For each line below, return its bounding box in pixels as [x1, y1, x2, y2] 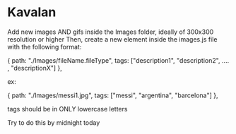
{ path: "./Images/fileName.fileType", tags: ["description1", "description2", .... [7, 56, 230, 64]
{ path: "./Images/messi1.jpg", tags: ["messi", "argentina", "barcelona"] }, [7, 91, 218, 99]
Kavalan [7, 4, 57, 20]
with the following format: [7, 42, 82, 51]
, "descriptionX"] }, [7, 63, 62, 72]
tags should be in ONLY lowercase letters [7, 104, 128, 113]
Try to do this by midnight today [7, 118, 100, 127]
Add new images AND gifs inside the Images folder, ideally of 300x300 [7, 28, 214, 36]
